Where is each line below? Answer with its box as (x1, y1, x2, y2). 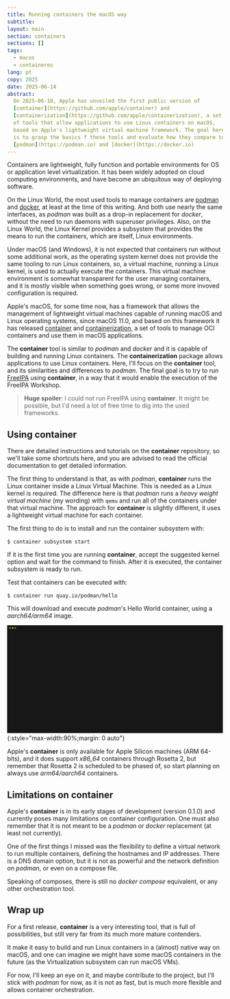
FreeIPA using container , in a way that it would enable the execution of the (7, 374, 218, 382)
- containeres (13, 62, 53, 68)
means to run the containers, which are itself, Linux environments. (7, 232, 193, 240)
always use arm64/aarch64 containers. (7, 769, 119, 777)
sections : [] (7, 40, 44, 47)
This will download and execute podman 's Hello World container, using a (7, 605, 212, 613)
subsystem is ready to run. (7, 565, 82, 573)
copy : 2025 (7, 76, 38, 83)
